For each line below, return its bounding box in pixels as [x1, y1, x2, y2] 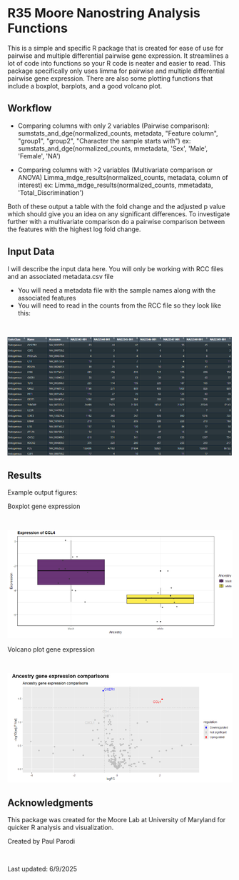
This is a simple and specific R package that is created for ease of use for [7, 44, 224, 52]
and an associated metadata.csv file [7, 272, 114, 280]
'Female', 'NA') [17, 151, 61, 160]
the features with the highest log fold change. [7, 225, 141, 233]
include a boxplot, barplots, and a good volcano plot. [7, 81, 163, 90]
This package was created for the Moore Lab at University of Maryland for [7, 816, 226, 824]
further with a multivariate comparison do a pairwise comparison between [7, 217, 225, 226]
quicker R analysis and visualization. [7, 823, 114, 832]
